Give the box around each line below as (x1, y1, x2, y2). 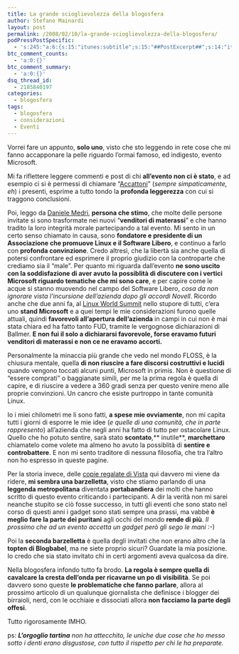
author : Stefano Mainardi (7, 17, 84, 24)
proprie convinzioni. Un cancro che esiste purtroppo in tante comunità (7, 389, 213, 397)
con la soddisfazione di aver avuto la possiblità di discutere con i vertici (7, 269, 223, 277)
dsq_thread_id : (7, 76, 53, 84)
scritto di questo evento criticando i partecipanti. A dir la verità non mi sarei (7, 492, 228, 501)
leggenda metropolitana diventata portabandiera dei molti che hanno (7, 484, 213, 493)
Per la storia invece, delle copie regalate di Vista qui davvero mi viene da (7, 469, 221, 478)
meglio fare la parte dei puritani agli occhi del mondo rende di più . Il (7, 515, 209, 523)
